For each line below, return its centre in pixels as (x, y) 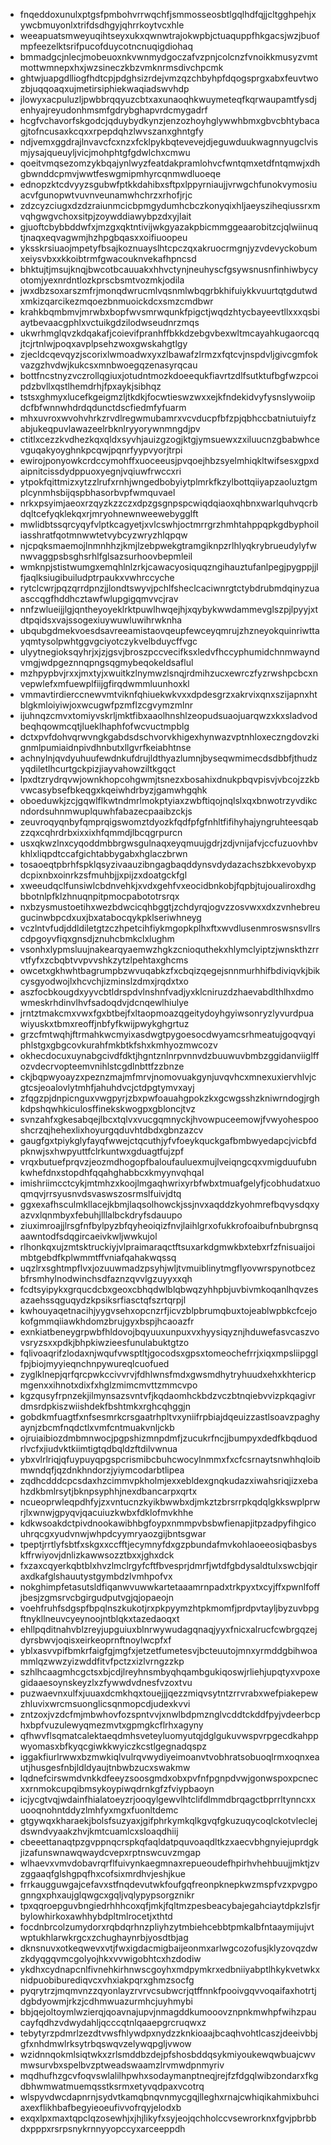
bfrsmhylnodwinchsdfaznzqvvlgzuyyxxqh (106, 1278)
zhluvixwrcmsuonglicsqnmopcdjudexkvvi (105, 1703)
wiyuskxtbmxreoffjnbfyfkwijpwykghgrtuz (104, 1023)
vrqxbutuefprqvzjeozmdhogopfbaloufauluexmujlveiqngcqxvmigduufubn (168, 1162)
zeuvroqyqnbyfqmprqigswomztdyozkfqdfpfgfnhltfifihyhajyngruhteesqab (169, 822)
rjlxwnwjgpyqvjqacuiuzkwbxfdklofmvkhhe (106, 1512)
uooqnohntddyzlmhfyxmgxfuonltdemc (99, 1810)
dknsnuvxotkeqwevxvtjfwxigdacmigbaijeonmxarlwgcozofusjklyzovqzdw (168, 1948)
